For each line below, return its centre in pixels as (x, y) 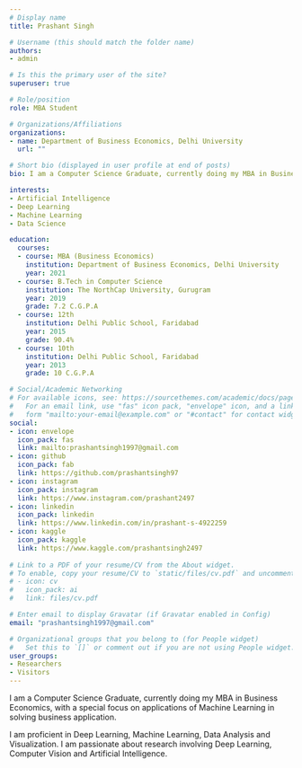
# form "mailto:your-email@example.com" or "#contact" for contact (142, 414)
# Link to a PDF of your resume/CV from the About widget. (122, 565)
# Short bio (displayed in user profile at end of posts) (120, 166)
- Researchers (36, 664)
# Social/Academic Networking (66, 390)
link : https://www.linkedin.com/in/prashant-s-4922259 (122, 523)
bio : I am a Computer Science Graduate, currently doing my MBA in (138, 174)
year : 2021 (46, 273)
